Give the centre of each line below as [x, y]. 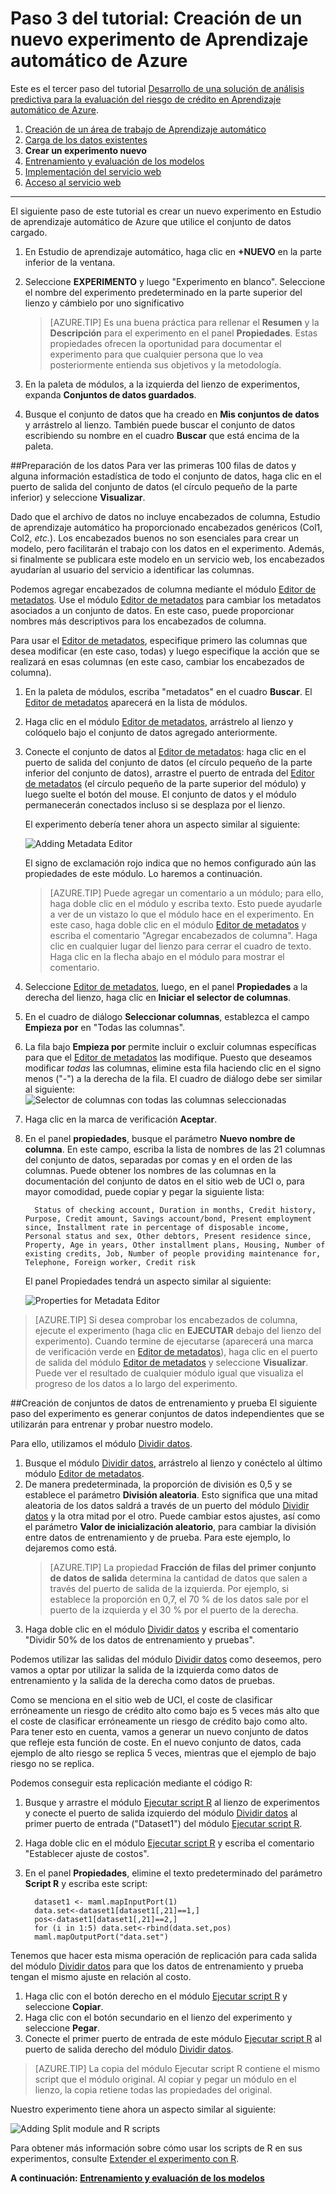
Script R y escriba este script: [86, 1883]
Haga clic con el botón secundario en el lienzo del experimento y [158, 2017]
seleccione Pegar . [62, 2028]
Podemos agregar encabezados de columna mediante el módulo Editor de [163, 589]
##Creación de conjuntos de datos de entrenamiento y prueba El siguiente [164, 1403]
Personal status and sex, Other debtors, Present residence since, [168, 1236]
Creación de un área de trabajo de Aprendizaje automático [145, 129]
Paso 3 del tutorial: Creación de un [156, 18]
